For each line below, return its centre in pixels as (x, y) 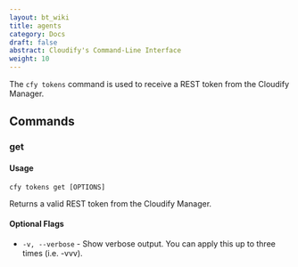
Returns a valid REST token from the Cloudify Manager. (111, 203)
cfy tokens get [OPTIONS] (57, 187)
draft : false (33, 42)
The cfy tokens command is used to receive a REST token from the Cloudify (149, 84)
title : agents (36, 26)
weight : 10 (29, 59)
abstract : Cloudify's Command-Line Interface (95, 51)
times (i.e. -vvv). (52, 253)
